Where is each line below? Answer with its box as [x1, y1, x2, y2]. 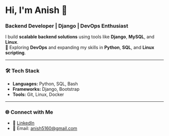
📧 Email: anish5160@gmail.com [12, 125, 77, 131]
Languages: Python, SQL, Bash [12, 80, 78, 87]
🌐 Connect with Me [5, 108, 54, 115]
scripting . [5, 50, 26, 56]
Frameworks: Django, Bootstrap [12, 86, 79, 92]
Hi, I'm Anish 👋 [5, 5, 68, 16]
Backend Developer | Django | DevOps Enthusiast [5, 23, 128, 30]
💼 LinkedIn [12, 120, 35, 126]
